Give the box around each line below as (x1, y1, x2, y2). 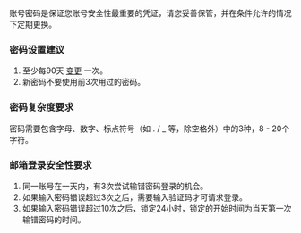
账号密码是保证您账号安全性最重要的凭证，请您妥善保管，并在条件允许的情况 (9, 8, 292, 18)
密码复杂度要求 (9, 101, 74, 113)
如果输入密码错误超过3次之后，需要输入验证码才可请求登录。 (21, 191, 248, 203)
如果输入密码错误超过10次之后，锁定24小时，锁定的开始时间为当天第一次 (21, 203, 292, 213)
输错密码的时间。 (21, 213, 86, 225)
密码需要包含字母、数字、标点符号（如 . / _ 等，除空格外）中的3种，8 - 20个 (9, 123, 290, 134)
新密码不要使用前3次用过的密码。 (21, 77, 146, 87)
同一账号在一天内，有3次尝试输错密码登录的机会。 (21, 180, 209, 191)
